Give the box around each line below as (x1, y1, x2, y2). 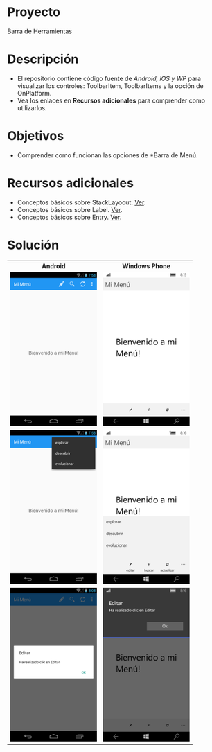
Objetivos (7, 128, 64, 144)
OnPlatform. (17, 89, 52, 97)
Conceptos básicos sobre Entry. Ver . (17, 213, 122, 221)
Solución (7, 237, 60, 253)
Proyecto (7, 4, 61, 20)
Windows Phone (122, 262, 171, 270)
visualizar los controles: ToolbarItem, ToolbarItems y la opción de (17, 81, 204, 90)
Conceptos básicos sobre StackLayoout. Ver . (17, 198, 146, 207)
